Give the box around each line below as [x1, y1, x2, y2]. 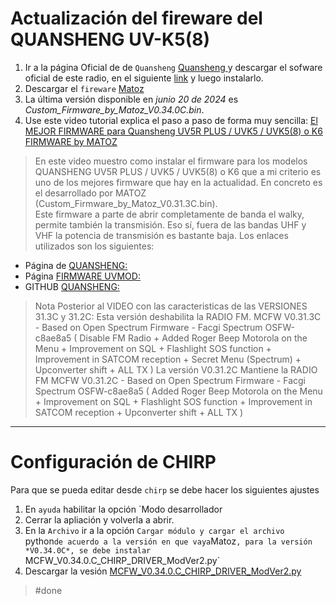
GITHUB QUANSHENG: [24, 280, 120, 292]
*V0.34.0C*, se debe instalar [24, 545, 152, 556]
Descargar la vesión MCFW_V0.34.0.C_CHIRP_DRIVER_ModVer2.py [24, 565, 302, 577]
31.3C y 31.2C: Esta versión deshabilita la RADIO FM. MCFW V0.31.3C [34, 310, 322, 322]
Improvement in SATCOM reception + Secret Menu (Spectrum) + [34, 353, 302, 365]
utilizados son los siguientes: [34, 240, 155, 252]
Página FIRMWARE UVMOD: [24, 270, 141, 282]
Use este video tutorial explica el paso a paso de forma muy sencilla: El [24, 114, 318, 126]
